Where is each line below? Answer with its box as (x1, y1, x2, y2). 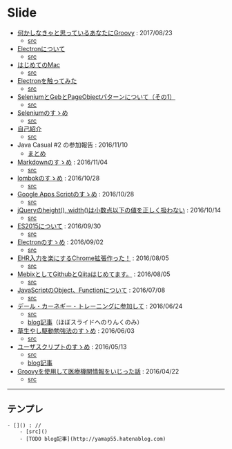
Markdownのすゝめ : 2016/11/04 (17, 158, 108, 166)
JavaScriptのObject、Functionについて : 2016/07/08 (17, 286, 166, 294)
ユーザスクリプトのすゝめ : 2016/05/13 (17, 342, 127, 351)
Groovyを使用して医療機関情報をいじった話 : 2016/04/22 (17, 367, 180, 375)
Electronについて (17, 44, 66, 53)
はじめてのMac (17, 60, 61, 68)
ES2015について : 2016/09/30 (17, 221, 101, 230)
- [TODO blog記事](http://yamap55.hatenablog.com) (19, 435, 166, 442)
